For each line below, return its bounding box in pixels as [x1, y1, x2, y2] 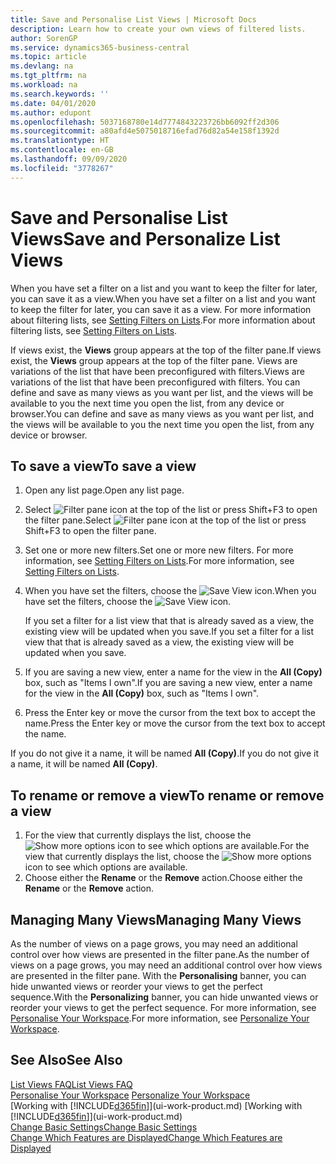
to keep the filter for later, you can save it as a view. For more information [10, 303, 312, 315]
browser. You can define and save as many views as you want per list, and [10, 407, 315, 420]
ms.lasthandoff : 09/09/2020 [10, 154, 128, 164]
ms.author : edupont [10, 107, 92, 118]
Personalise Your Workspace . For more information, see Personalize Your [10, 1012, 310, 1024]
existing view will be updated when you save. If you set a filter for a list [24, 626, 315, 638]
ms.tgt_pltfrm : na [10, 71, 87, 81]
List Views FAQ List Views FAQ [10, 1078, 133, 1090]
